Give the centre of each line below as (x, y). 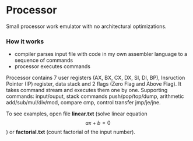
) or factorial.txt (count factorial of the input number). (71, 132)
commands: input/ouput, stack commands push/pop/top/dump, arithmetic (95, 96)
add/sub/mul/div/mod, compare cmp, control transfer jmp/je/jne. (84, 103)
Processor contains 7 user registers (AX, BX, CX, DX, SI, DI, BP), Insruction (96, 78)
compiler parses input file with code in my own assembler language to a (101, 54)
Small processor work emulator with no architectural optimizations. (87, 26)
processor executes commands (52, 66)
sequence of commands (44, 60)
